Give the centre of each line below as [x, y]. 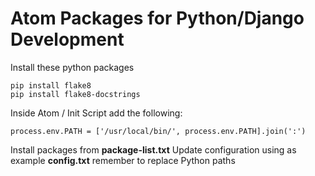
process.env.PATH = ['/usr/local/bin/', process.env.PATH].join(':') [158, 131]
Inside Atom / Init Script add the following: [96, 113]
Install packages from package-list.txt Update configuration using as [153, 149]
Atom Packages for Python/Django [157, 18]
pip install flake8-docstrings [75, 94]
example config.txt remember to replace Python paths [123, 160]
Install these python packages [72, 67]
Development [67, 39]
